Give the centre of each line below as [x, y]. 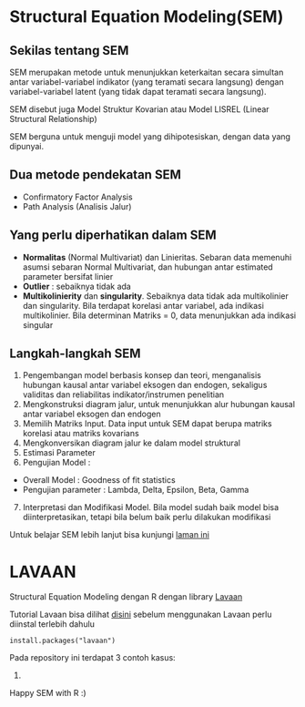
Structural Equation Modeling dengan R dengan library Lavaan [126, 597]
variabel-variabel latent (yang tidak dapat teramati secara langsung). [138, 92]
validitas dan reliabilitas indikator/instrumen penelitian [123, 394]
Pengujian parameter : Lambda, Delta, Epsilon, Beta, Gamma [136, 490]
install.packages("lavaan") [63, 641]
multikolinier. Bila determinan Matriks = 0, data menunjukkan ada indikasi [159, 315]
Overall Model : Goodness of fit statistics [99, 480]
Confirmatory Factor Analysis [78, 197]
